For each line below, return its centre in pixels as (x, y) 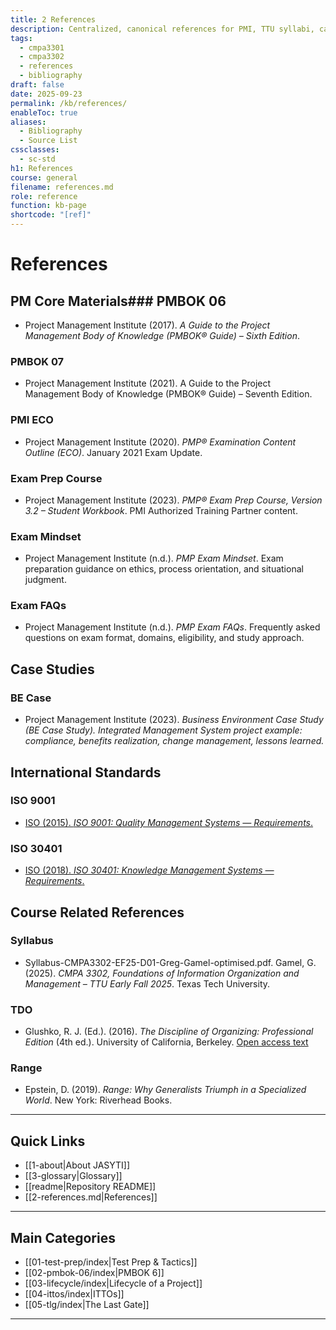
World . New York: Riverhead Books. (98, 1100)
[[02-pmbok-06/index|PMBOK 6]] (94, 1273)
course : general (44, 177)
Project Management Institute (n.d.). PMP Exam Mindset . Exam (154, 558)
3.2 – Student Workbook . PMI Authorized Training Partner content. (161, 510)
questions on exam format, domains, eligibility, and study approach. (164, 638)
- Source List (48, 141)
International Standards (86, 772)
